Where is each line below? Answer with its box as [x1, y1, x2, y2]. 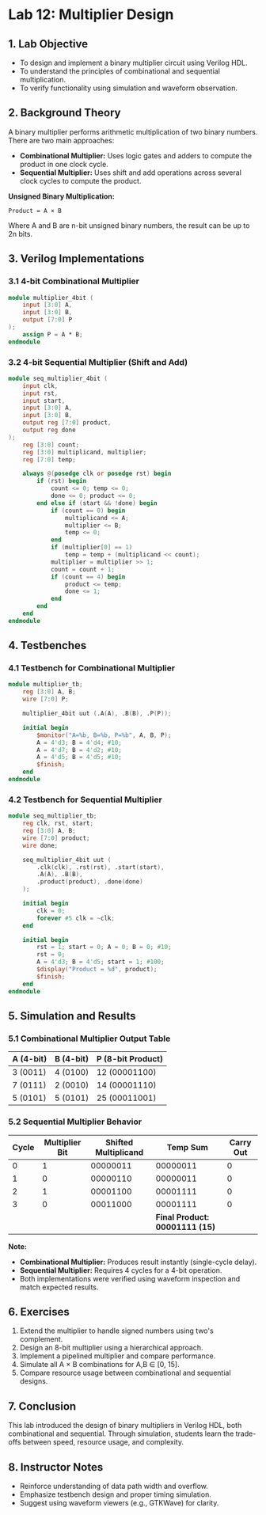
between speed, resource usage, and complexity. [22, 1437, 184, 1447]
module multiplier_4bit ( [8, 294, 93, 302]
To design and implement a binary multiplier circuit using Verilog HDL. [19, 58, 248, 67]
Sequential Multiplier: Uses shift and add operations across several [19, 168, 241, 177]
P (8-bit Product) [96, 1054, 164, 1065]
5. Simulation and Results [8, 1009, 136, 1023]
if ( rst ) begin [36, 477, 87, 485]
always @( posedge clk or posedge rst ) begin [22, 469, 172, 478]
